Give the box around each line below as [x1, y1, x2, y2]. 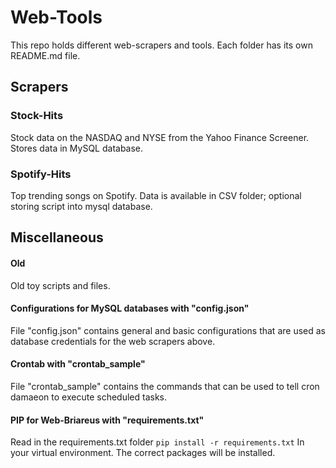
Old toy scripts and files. [10, 279, 111, 291]
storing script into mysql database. [10, 200, 153, 212]
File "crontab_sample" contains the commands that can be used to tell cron [10, 380, 320, 392]
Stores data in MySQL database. [10, 142, 144, 154]
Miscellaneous [10, 229, 104, 246]
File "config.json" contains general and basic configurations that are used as [10, 324, 326, 336]
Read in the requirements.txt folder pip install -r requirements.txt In [10, 436, 305, 448]
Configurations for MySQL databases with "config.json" [10, 302, 250, 315]
